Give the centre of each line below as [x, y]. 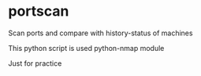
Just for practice [35, 63]
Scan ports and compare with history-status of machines [100, 33]
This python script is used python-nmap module [86, 48]
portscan [39, 11]
